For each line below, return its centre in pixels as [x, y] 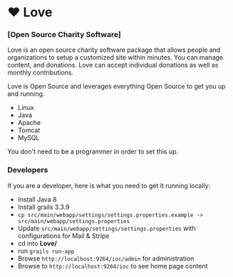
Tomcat [29, 130]
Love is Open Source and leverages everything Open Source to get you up [116, 87]
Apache [29, 123]
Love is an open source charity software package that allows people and [114, 50]
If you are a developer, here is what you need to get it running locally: [109, 185]
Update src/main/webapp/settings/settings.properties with [107, 228]
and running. [26, 94]
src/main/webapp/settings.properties [74, 221]
